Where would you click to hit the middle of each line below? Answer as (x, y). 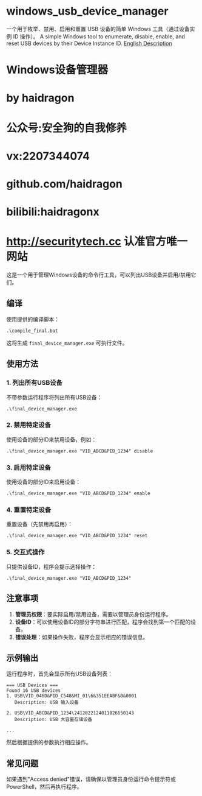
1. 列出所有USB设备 (34, 383)
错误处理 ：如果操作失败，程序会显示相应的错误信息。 (82, 637)
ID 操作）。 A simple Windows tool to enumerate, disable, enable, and (99, 36)
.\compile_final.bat (32, 331)
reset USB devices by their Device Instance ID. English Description (89, 43)
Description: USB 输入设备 (46, 703)
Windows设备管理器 (57, 70)
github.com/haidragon (65, 184)
